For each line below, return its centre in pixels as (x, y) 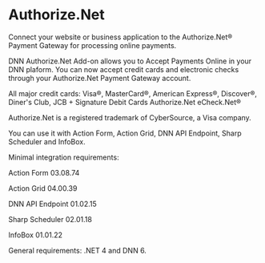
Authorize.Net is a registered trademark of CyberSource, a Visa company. (130, 117)
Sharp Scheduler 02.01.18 (50, 219)
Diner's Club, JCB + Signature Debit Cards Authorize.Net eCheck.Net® (125, 102)
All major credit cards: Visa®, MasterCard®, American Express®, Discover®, (133, 93)
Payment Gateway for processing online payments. (92, 45)
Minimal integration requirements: (64, 157)
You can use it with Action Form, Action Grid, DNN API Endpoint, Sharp (125, 133)
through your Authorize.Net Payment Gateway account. (100, 78)
